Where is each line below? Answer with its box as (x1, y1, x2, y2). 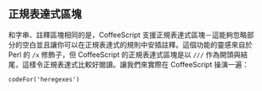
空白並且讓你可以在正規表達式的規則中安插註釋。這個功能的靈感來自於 (22, 40, 252, 49)
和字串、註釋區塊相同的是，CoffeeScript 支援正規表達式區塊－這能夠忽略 (8, 30, 248, 40)
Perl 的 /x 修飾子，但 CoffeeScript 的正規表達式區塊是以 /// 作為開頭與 (8, 50, 241, 59)
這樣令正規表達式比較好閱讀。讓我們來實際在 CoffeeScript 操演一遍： (22, 59, 249, 69)
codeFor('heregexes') (8, 75, 80, 83)
